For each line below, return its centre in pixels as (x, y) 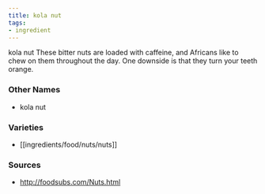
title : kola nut (35, 15)
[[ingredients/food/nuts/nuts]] (68, 144)
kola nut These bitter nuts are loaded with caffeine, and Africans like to (123, 53)
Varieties (26, 127)
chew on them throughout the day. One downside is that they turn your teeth (133, 61)
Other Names (34, 90)
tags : (17, 23)
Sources (25, 165)
